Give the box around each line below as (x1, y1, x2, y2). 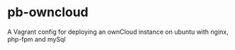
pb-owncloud (7, 4, 88, 20)
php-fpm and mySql (7, 35, 66, 43)
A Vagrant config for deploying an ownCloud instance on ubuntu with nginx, (7, 27, 229, 36)
